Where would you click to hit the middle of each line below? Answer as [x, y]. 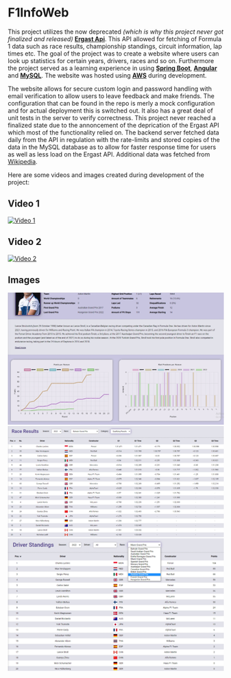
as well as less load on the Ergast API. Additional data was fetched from [109, 154]
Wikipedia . [23, 161]
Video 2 [25, 242]
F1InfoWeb [38, 13]
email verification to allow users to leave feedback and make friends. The [111, 96]
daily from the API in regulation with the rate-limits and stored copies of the [114, 139]
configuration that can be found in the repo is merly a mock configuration [111, 103]
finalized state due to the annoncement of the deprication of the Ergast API [114, 125]
